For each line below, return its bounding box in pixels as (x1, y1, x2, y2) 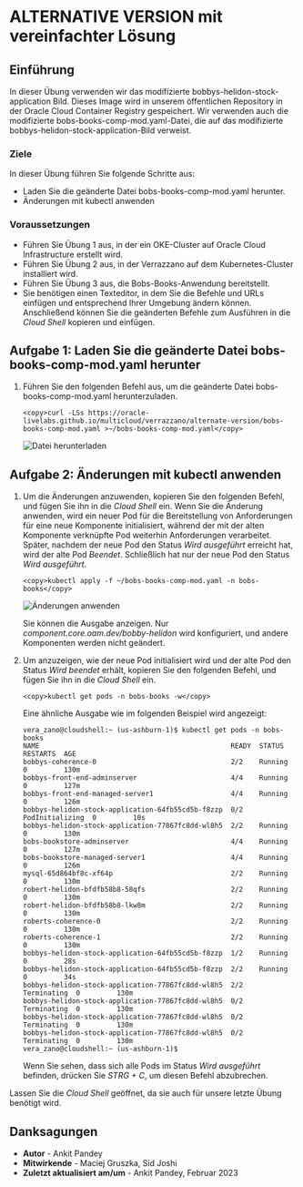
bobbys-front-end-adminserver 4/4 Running (22, 773, 288, 783)
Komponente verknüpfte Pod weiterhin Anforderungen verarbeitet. (22, 530, 272, 541)
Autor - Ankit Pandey (22, 1148, 103, 1159)
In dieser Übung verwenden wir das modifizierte (9, 87, 191, 97)
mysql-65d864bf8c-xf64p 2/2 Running (22, 869, 288, 878)
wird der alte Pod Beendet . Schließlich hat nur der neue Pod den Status (22, 549, 290, 560)
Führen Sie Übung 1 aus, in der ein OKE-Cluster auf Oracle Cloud (22, 239, 267, 250)
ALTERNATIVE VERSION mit (9, 6, 223, 27)
